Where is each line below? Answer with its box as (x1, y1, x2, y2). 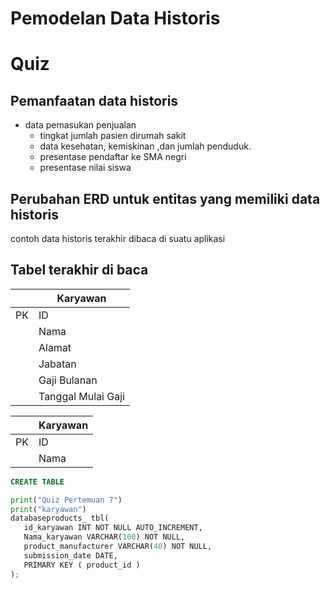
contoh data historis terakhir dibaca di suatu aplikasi (10, 233, 226, 244)
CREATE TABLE (10, 477, 65, 487)
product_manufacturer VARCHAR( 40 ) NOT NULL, (23, 542, 213, 552)
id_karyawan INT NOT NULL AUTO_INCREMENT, (23, 523, 203, 533)
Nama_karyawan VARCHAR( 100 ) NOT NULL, (23, 532, 186, 542)
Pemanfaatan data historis (10, 92, 179, 109)
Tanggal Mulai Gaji (38, 389, 125, 403)
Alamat (38, 340, 72, 354)
